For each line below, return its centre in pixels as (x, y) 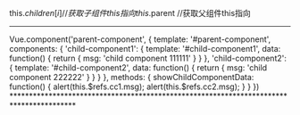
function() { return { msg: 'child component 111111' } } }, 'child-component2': (148, 58)
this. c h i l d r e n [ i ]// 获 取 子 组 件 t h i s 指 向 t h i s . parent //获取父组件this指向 (130, 13)
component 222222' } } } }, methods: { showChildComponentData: (132, 77)
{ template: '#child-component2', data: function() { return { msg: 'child (138, 68)
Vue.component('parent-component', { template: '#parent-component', (140, 39)
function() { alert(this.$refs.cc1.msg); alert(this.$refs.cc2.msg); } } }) (134, 86)
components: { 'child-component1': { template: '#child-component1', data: (145, 49)
